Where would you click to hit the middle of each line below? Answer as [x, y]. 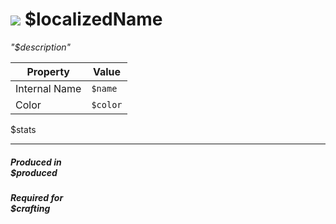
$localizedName [93, 19]
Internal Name [48, 88]
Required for [37, 197]
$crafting [30, 208]
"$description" [41, 47]
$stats [23, 129]
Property [48, 71]
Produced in [36, 162]
